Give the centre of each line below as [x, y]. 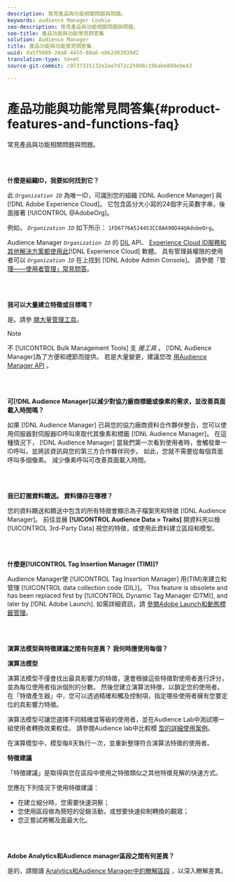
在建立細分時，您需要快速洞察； [63, 802]
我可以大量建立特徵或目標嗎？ [50, 304]
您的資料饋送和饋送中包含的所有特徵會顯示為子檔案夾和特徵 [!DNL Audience [117, 510]
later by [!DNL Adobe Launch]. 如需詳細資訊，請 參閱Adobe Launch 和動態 [114, 603]
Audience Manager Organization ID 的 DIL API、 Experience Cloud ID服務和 [117, 242]
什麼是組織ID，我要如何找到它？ [54, 180]
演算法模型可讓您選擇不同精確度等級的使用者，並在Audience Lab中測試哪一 [116, 719]
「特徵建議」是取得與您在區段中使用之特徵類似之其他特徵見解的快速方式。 [114, 772]
